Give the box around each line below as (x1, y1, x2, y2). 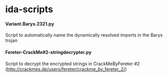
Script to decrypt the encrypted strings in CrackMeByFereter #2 (5, 60, 140, 67)
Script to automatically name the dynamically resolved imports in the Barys (5, 32, 163, 38)
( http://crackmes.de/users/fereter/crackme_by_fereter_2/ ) (5, 66, 127, 72)
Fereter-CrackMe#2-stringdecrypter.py (5, 49, 92, 55)
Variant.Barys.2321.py (5, 20, 55, 27)
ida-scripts (5, 4, 54, 15)
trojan (5, 37, 18, 44)
